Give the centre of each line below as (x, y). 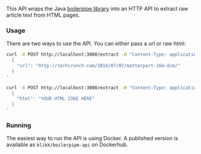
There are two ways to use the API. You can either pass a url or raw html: (96, 44)
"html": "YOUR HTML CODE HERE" (56, 99)
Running (19, 125)
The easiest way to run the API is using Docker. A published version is (92, 138)
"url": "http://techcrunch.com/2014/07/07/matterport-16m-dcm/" (99, 66)
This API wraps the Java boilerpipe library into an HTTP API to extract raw (97, 9)
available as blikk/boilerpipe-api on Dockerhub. (67, 145)
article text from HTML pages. (43, 15)
